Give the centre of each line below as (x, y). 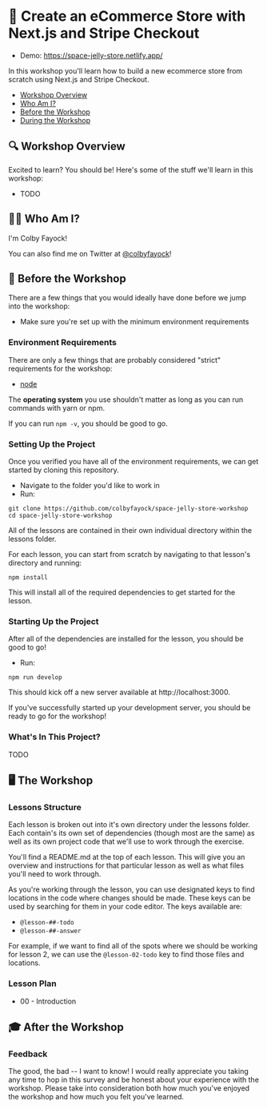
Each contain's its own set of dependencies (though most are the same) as (132, 833)
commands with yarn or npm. (57, 407)
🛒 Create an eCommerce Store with (127, 16)
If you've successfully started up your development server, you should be (130, 708)
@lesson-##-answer (50, 931)
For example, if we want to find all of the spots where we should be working (133, 946)
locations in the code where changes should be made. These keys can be (130, 898)
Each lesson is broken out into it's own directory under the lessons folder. (129, 825)
